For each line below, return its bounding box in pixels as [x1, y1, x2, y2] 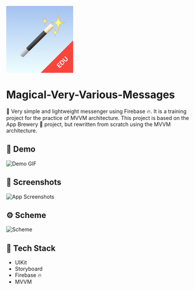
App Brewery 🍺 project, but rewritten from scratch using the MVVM [6, 121, 171, 128]
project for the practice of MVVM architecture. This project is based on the [6, 114, 189, 121]
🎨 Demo [6, 144, 36, 155]
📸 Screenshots [6, 177, 62, 187]
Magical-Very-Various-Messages [6, 88, 175, 102]
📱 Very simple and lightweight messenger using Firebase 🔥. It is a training [6, 108, 187, 115]
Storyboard [14, 265, 43, 273]
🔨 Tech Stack [6, 243, 56, 253]
